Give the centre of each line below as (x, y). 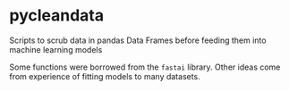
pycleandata (57, 16)
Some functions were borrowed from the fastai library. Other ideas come (145, 67)
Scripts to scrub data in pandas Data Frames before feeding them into (138, 40)
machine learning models (56, 49)
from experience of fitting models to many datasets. (105, 76)
